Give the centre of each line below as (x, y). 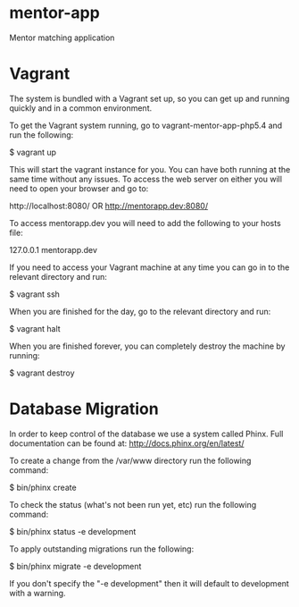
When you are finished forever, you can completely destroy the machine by (147, 346)
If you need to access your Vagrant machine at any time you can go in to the (149, 267)
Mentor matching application (62, 38)
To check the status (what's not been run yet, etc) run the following (133, 504)
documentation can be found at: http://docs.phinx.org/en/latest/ (127, 443)
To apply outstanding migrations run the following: (102, 549)
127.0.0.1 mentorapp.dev (54, 249)
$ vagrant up (33, 152)
